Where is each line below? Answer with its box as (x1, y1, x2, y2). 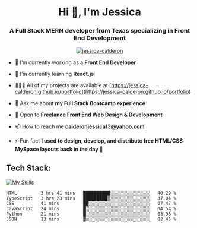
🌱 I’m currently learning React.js (14, 71, 94, 78)
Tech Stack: (6, 163, 52, 173)
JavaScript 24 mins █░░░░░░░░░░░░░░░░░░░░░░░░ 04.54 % (6, 206, 177, 212)
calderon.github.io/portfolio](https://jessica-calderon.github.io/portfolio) (14, 88, 191, 96)
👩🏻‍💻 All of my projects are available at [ (14, 82, 112, 89)
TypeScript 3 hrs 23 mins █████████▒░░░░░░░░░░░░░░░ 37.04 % (6, 195, 177, 201)
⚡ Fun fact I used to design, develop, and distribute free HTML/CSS (14, 137, 183, 144)
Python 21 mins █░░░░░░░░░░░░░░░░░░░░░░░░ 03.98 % (6, 211, 177, 217)
